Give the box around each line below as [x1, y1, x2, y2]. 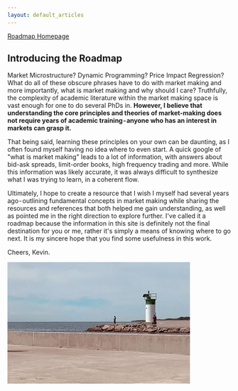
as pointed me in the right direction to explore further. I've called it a [7, 211, 206, 220]
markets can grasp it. [7, 124, 72, 133]
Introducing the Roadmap [7, 53, 123, 65]
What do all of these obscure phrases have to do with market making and [7, 79, 222, 87]
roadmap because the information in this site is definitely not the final [7, 219, 210, 228]
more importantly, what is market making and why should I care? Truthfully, [7, 86, 227, 95]
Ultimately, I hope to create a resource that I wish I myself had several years [7, 189, 229, 198]
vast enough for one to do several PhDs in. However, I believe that [7, 101, 202, 110]
